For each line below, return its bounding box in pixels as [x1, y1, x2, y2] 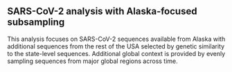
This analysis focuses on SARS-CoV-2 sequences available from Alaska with [7, 35, 226, 43]
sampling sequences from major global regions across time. [7, 57, 178, 65]
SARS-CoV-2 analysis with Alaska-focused [7, 6, 197, 17]
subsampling [7, 17, 65, 28]
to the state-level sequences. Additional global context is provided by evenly [7, 49, 226, 57]
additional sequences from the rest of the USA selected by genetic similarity [7, 42, 225, 51]
